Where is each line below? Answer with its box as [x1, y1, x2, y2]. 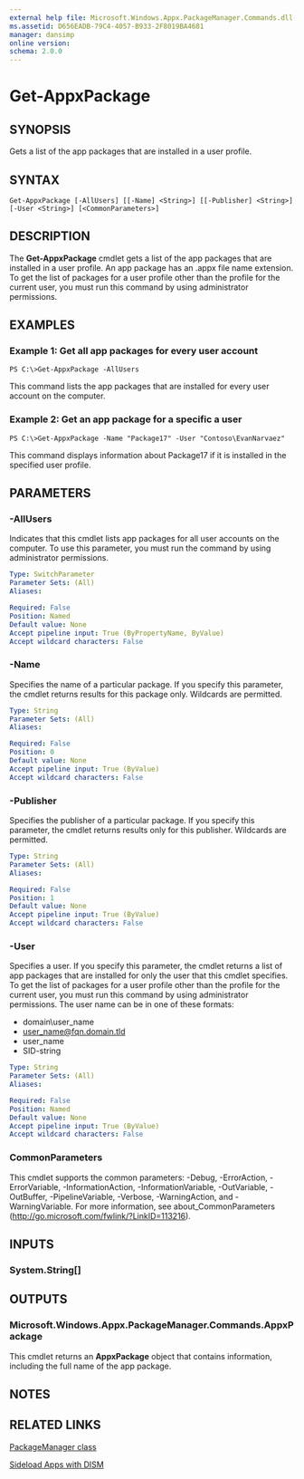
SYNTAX [9, 172, 61, 187]
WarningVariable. [9, 1201, 74, 1212]
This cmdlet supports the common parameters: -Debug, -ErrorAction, [9, 1172, 269, 1183]
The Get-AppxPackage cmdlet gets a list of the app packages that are [9, 253, 272, 264]
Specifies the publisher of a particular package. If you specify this [9, 815, 255, 826]
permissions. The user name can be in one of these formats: [9, 999, 234, 1010]
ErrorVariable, [9, 1181, 62, 1192]
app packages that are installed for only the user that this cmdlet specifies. [9, 970, 289, 981]
